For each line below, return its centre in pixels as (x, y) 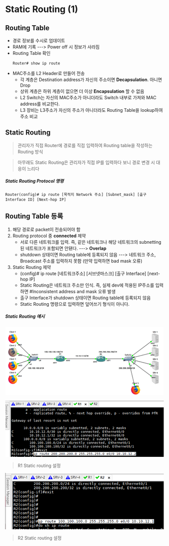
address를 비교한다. (40, 104)
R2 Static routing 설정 (39, 538)
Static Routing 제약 (32, 267)
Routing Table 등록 (34, 216)
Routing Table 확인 (31, 53)
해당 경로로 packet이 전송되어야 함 (46, 229)
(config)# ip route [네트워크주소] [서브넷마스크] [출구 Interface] (83, 274)
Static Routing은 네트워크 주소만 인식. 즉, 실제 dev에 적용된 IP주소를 (87, 285)
